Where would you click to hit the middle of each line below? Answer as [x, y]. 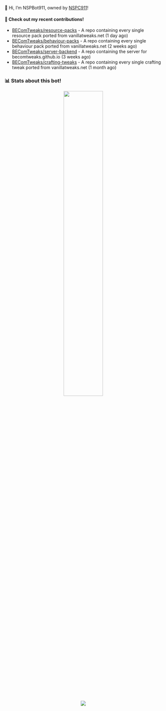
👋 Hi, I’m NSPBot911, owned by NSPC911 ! [47, 8]
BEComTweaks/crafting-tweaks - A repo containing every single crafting [86, 62]
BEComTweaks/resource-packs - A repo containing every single [78, 31]
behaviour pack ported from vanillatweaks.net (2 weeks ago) [75, 46]
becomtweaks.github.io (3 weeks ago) [51, 57]
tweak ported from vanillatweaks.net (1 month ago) [64, 68]
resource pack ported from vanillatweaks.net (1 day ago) [70, 36]
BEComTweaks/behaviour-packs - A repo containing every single [79, 41]
